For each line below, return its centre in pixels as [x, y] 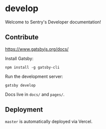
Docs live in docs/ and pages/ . [35, 94]
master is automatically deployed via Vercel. [49, 121]
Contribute [22, 37]
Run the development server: [34, 76]
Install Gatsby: [19, 58]
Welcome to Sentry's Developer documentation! [53, 22]
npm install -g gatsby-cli [32, 67]
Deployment [24, 110]
